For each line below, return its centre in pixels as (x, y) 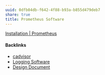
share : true (18, 15)
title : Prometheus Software (35, 19)
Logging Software (31, 61)
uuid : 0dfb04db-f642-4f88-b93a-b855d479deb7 (53, 10)
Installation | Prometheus (31, 34)
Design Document (31, 67)
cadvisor (22, 56)
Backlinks (16, 45)
